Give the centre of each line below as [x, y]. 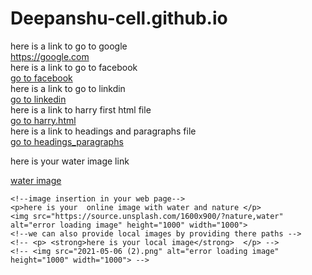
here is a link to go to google [69, 46]
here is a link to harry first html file [81, 109]
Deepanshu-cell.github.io [119, 18]
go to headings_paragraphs [67, 141]
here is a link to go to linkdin [68, 88]
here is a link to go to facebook [74, 67]
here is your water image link [70, 161]
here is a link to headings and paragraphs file [103, 131]
